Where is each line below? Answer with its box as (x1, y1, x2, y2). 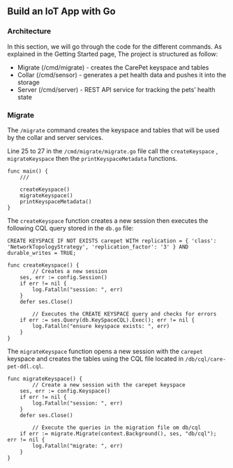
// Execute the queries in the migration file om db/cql (32, 424, 201, 431)
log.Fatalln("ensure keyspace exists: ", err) (32, 322, 170, 329)
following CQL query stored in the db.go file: (7, 224, 134, 232)
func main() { (7, 167, 49, 175)
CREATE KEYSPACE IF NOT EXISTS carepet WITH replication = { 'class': (7, 237, 217, 244)
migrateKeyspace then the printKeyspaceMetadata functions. (7, 154, 178, 162)
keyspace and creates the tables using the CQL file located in (7, 354, 184, 363)
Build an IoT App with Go (7, 6, 116, 17)
